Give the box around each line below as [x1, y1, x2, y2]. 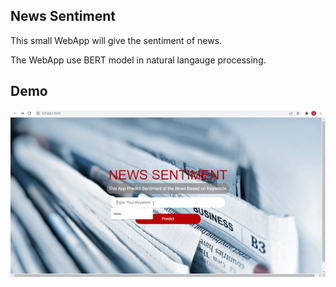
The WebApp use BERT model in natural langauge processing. [10, 54, 267, 66]
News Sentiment [10, 8, 116, 25]
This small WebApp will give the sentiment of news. [10, 34, 223, 46]
